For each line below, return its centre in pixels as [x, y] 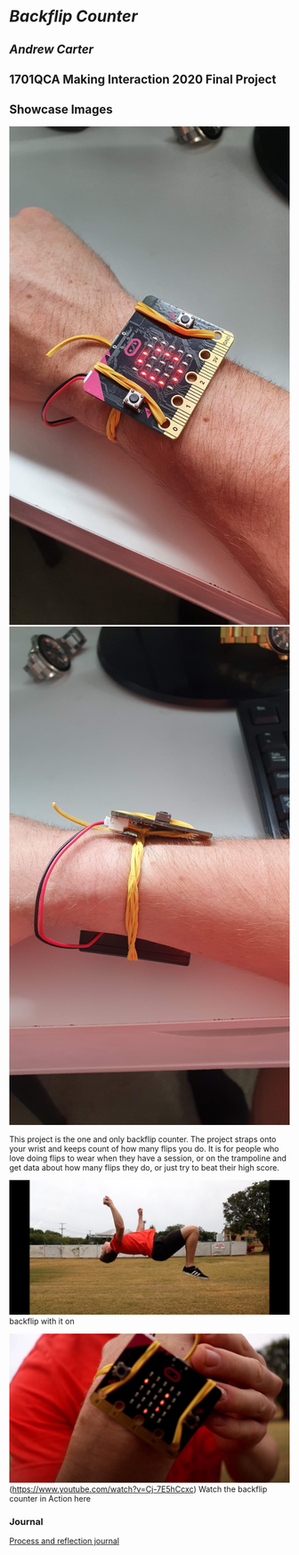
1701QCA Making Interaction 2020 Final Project [143, 79]
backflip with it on [42, 1321]
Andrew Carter [52, 49]
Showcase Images [61, 110]
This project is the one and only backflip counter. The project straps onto [143, 1139]
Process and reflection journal [65, 1541]
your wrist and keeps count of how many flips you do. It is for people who [144, 1148]
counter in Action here [50, 1499]
